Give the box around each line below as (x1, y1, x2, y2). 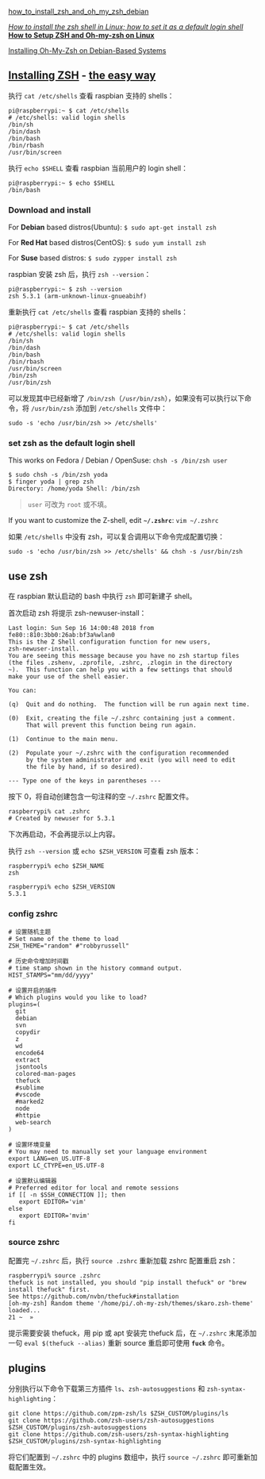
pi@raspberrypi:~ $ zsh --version (8, 286, 123, 294)
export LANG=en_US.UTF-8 (8, 1154, 90, 1162)
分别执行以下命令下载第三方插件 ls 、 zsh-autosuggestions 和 (8, 1384, 205, 1393)
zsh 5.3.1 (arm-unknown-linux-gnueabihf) (8, 293, 148, 301)
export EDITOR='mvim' (18, 1212, 90, 1220)
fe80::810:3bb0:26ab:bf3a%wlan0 (8, 631, 115, 640)
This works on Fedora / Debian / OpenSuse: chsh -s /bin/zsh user (8, 455, 228, 465)
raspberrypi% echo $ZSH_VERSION (8, 883, 115, 891)
